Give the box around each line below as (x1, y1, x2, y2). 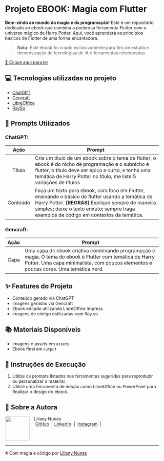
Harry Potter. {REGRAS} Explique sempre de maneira (35, 199, 156, 206)
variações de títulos (35, 179, 80, 186)
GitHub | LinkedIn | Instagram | (35, 421, 102, 427)
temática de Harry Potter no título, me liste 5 (35, 173, 137, 180)
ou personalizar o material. (12, 378, 66, 384)
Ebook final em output (12, 346, 57, 352)
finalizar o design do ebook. (12, 389, 68, 395)
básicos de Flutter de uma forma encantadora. (5, 35, 99, 41)
